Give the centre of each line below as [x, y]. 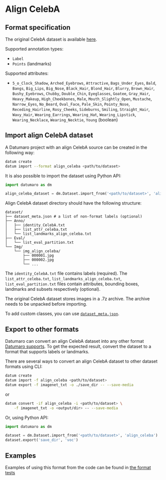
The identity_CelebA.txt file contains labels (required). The [66, 273]
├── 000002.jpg [39, 260]
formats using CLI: [24, 367]
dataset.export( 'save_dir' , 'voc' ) [42, 440]
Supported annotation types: [34, 49]
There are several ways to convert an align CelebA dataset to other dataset [82, 361]
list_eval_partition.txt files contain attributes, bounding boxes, [72, 284]
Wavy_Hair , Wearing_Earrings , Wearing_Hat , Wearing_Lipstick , [74, 114]
